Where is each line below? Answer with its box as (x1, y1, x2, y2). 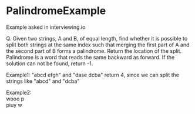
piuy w (6, 101, 22, 108)
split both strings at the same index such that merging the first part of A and (6, 41, 190, 48)
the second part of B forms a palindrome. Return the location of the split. (6, 47, 182, 54)
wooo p (6, 95, 25, 102)
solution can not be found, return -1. (6, 60, 93, 67)
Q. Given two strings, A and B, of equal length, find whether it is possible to (6, 35, 188, 42)
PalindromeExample (6, 4, 106, 18)
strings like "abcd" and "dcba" (6, 78, 80, 85)
